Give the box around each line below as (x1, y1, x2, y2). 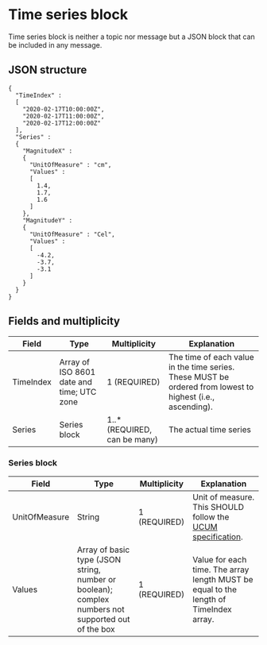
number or (76, 574, 117, 585)
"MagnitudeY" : (22, 216, 73, 224)
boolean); (76, 584, 113, 595)
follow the (192, 511, 230, 522)
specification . (192, 531, 244, 542)
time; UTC (59, 386, 97, 397)
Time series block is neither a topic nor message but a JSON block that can (8, 32, 256, 41)
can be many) (106, 434, 159, 445)
